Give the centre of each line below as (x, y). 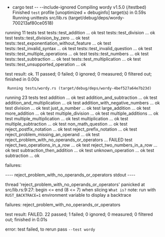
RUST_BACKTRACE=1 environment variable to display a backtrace (68, 195)
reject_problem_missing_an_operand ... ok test (53, 134)
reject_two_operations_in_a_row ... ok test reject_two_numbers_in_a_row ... (81, 145)
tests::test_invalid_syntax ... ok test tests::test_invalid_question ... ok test (79, 48)
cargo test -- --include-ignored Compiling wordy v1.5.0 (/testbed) (79, 7)
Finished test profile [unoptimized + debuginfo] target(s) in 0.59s (79, 12)
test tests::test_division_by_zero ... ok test (48, 38)
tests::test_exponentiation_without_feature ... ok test (58, 43)
